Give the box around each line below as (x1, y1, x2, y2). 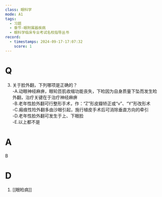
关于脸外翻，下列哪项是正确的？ (12, 82, 78, 88)
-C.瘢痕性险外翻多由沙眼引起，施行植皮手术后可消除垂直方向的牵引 (12, 106, 149, 112)
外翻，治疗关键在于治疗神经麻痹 (12, 94, 78, 100)
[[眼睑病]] (12, 187, 32, 193)
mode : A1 (5, 12, 23, 17)
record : (5, 35, 21, 40)
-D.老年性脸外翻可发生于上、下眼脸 (12, 113, 84, 119)
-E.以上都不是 (12, 119, 40, 125)
